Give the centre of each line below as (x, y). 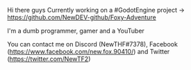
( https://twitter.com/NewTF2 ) (49, 59)
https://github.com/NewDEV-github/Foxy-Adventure (82, 17)
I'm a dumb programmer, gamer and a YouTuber (76, 31)
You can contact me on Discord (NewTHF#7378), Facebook (93, 44)
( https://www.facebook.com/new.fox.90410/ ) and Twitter (89, 52)
